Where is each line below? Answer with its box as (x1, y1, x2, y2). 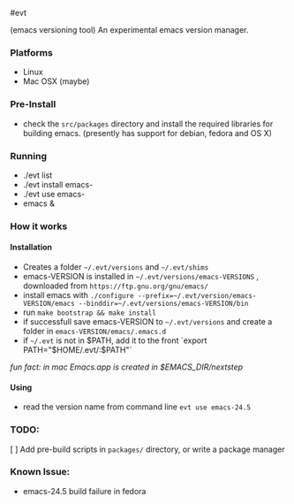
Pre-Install (10, 98, 57, 111)
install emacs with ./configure (22, 290, 135, 301)
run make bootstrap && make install (22, 307, 157, 317)
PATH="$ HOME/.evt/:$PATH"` (22, 345, 132, 355)
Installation (10, 242, 52, 253)
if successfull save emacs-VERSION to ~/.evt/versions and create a (22, 317, 273, 327)
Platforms (10, 46, 54, 58)
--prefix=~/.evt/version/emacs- (137, 292, 257, 301)
